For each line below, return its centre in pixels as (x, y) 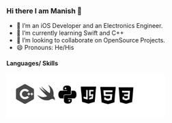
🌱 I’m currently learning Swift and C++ (70, 33)
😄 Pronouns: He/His (45, 48)
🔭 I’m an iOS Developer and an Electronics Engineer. (89, 26)
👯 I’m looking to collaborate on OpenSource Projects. (90, 40)
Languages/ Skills (32, 63)
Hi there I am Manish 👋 (44, 11)
